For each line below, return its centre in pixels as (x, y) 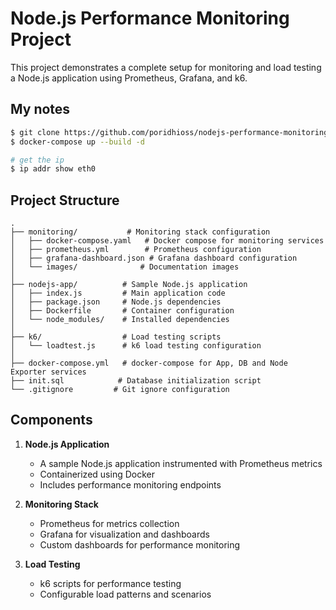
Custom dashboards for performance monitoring (140, 544)
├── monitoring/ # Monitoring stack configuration (140, 232)
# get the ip (37, 160)
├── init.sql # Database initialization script (136, 381)
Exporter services (48, 372)
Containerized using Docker (97, 474)
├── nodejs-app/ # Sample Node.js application (129, 285)
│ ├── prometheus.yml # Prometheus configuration (136, 250)
